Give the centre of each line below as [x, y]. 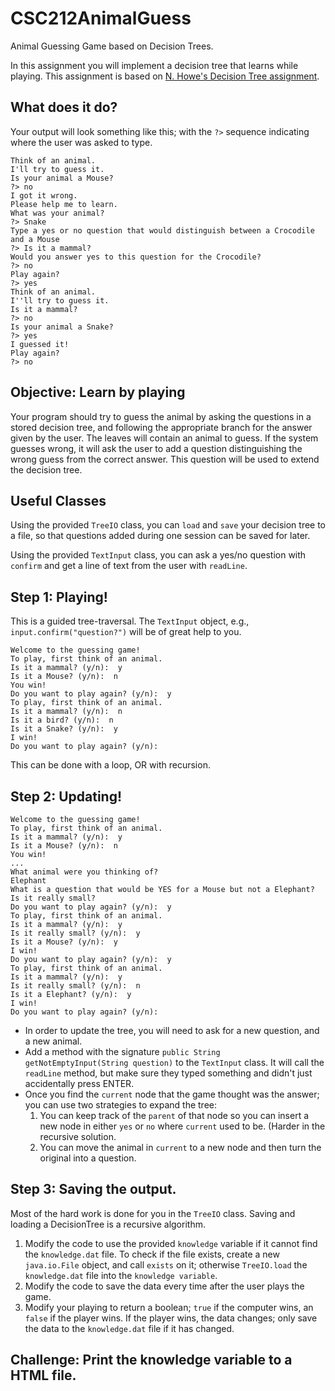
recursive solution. [78, 1136]
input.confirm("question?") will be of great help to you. [126, 632]
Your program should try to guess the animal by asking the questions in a [161, 416]
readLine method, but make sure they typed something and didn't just [168, 1073]
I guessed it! [40, 344]
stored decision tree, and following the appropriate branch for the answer [161, 427]
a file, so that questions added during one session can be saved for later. [160, 536]
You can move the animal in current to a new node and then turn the [180, 1147]
